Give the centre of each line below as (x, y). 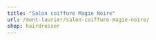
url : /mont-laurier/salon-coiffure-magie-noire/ (78, 20)
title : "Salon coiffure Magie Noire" (61, 13)
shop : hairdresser (33, 26)
